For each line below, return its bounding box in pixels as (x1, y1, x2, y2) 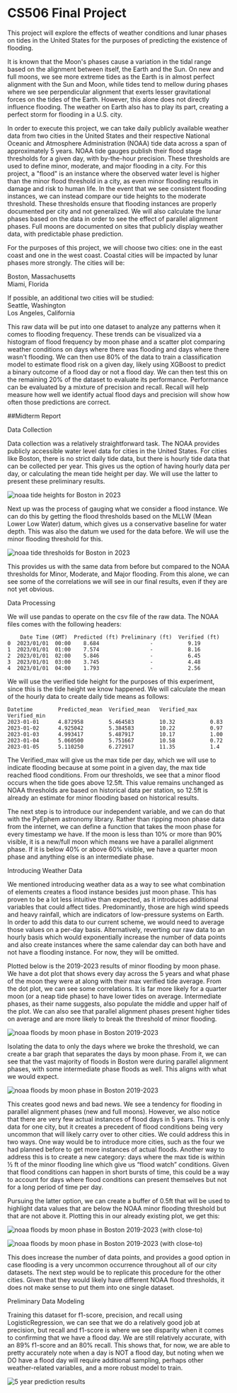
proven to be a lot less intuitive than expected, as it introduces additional (7, 895, 219, 904)
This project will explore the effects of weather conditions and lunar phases (7, 28, 228, 37)
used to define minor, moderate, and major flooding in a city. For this (7, 161, 207, 170)
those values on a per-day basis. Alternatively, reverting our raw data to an (7, 925, 225, 933)
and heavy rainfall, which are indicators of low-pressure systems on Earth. (7, 910, 224, 918)
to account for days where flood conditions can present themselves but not (7, 1175, 227, 1183)
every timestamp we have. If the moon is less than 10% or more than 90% (7, 830, 223, 838)
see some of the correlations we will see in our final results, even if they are (7, 577, 228, 585)
